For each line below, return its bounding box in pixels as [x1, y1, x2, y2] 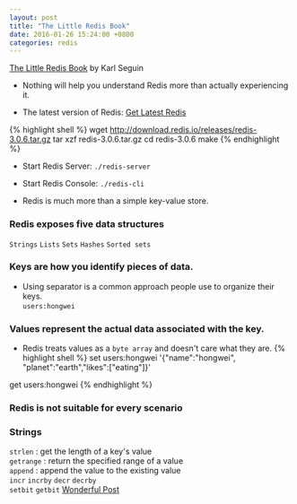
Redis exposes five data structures [9, 218, 164, 230]
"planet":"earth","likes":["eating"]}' [22, 362, 151, 373]
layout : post [9, 13, 58, 22]
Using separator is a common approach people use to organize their [22, 281, 275, 291]
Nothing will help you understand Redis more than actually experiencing [22, 80, 289, 91]
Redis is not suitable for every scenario [9, 402, 183, 414]
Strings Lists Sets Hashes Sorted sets [9, 239, 152, 249]
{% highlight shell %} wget [9, 125, 109, 135]
